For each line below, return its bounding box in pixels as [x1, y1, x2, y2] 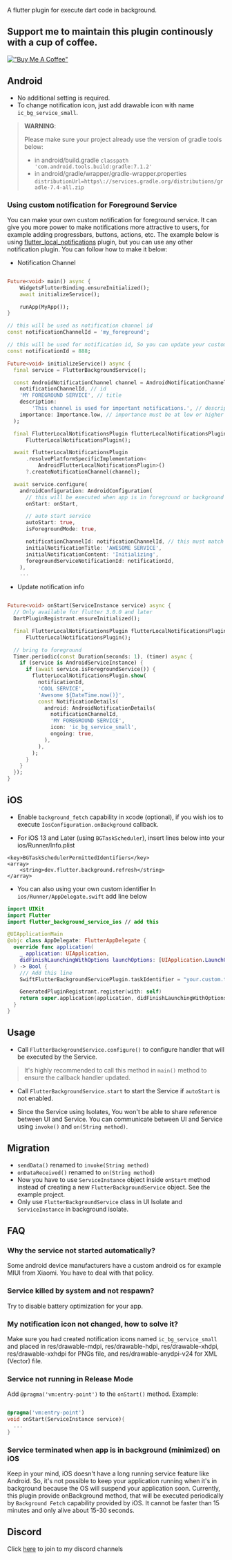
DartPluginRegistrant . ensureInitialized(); [13, 616, 140, 622]
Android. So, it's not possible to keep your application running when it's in [7, 1476, 217, 1485]
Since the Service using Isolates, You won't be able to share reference [17, 1107, 217, 1115]
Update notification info [17, 583, 85, 591]
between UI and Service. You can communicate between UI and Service [17, 1115, 223, 1123]
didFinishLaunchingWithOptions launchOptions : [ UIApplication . [19, 956, 206, 963]
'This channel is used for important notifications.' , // [32, 405, 202, 412]
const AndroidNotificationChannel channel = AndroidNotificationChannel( [13, 379, 230, 386]
